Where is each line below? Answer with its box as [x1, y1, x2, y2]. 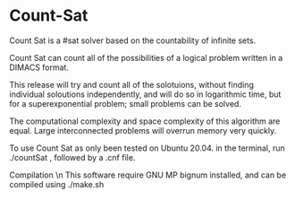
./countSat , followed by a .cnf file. [9, 151, 136, 162]
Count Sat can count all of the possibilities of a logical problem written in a [9, 52, 283, 63]
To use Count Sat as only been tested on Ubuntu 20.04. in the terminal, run [9, 143, 286, 153]
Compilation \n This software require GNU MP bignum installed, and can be [9, 169, 287, 180]
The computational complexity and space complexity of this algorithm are [9, 116, 281, 126]
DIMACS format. [9, 62, 70, 73]
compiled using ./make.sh [9, 178, 105, 189]
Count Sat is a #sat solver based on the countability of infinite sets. [9, 35, 257, 46]
